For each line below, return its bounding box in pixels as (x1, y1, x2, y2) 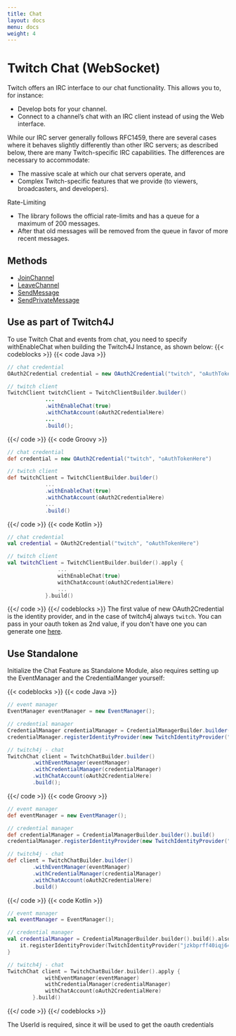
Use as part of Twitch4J (7, 316, 114, 328)
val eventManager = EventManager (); (7, 916, 114, 923)
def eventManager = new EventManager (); (7, 812, 128, 819)
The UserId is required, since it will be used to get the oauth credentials (7, 1020, 214, 1029)
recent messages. (17, 234, 70, 243)
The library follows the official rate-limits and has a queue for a (17, 212, 199, 221)
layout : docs (7, 17, 46, 24)
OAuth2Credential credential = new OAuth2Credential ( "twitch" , (7, 370, 197, 377)
